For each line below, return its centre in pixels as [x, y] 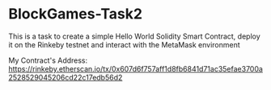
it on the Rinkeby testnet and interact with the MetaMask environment [124, 44]
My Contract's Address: [48, 60]
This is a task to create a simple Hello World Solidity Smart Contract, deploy [134, 36]
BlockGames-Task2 [76, 14]
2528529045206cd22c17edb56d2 [66, 77]
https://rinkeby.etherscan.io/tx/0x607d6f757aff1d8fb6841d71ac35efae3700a [135, 68]
